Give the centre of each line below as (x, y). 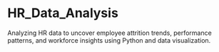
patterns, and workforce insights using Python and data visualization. (109, 40)
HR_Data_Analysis (63, 13)
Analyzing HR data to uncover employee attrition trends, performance (109, 33)
